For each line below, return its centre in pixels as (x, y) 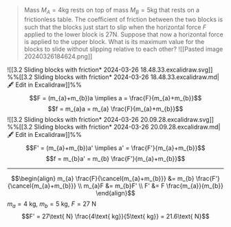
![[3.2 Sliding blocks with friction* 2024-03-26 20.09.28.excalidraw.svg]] (111, 119)
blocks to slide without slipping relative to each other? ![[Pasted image (123, 49)
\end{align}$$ (115, 193)
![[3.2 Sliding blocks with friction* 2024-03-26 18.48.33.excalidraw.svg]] (110, 69)
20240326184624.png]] (58, 56)
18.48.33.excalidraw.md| (185, 77)
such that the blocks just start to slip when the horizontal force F (115, 27)
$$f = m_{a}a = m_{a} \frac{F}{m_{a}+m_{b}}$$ (115, 109)
